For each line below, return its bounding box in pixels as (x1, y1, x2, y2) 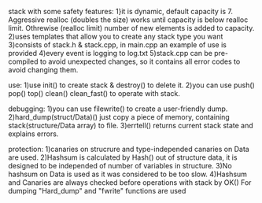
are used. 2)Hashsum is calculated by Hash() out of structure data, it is (8, 153, 238, 162)
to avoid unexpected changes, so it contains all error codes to (39, 57, 241, 66)
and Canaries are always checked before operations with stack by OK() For (8, 178, 252, 187)
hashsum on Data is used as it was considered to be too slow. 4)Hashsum (8, 169, 248, 179)
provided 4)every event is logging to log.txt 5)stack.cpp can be (8, 49, 212, 57)
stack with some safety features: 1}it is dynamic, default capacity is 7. (8, 7, 234, 16)
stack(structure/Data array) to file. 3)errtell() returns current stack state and (8, 121, 253, 130)
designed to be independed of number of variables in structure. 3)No (8, 161, 232, 170)
